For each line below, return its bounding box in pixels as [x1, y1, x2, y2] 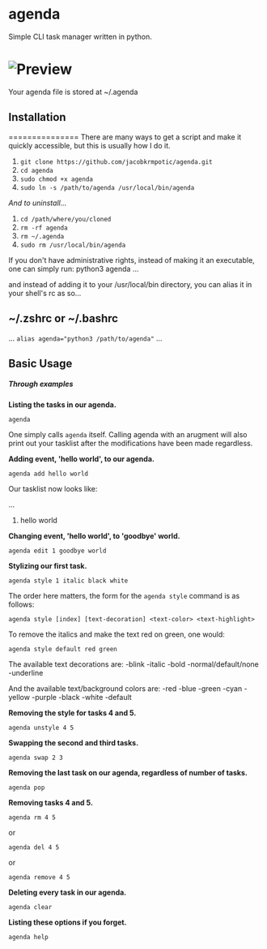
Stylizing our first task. [8, 560, 87, 570]
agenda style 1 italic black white [8, 577, 129, 585]
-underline [8, 668, 44, 677]
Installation [8, 110, 66, 124]
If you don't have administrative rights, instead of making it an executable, [8, 255, 255, 264]
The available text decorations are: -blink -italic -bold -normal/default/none [8, 659, 259, 669]
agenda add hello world [8, 470, 89, 478]
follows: [8, 599, 35, 609]
